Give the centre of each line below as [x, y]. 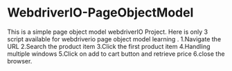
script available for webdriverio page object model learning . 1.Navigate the [114, 39]
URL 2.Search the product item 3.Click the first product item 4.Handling [109, 46]
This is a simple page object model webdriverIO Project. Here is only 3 [108, 32]
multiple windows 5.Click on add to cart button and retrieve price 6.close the [116, 54]
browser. [20, 61]
